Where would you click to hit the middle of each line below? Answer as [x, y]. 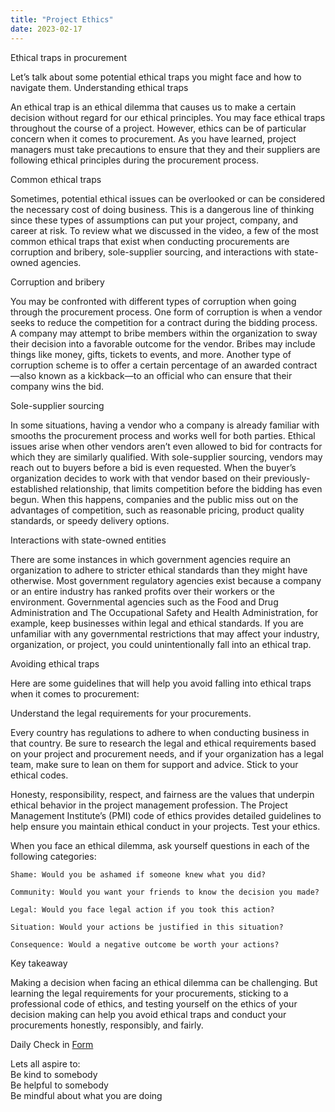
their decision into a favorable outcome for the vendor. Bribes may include [163, 343]
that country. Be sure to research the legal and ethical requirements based [163, 743]
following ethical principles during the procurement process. [135, 160]
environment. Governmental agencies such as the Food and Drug [144, 602]
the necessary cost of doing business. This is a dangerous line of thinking [162, 209]
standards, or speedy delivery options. [90, 520]
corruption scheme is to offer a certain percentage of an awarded [145, 365]
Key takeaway [39, 963]
